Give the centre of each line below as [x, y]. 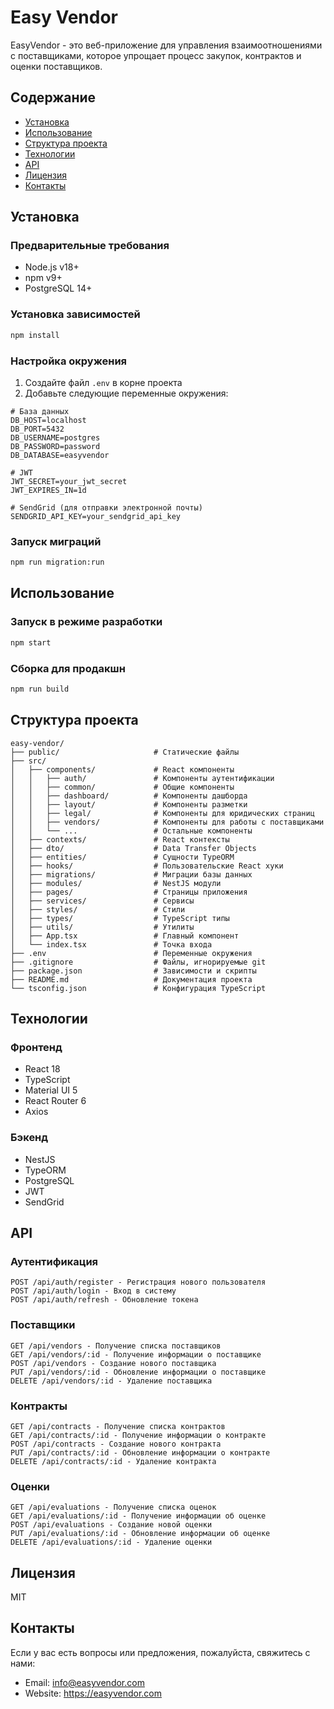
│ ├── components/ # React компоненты [122, 769]
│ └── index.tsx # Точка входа [111, 944]
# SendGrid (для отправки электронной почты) [106, 507]
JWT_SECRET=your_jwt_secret [69, 481]
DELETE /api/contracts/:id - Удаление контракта [113, 1461]
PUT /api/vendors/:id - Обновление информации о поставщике [138, 1372]
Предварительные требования [90, 246]
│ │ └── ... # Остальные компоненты [131, 831]
